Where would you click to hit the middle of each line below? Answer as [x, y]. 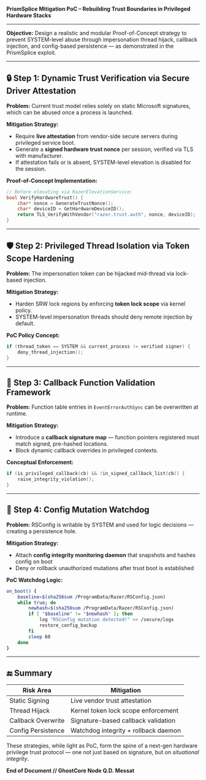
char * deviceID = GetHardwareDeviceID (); [71, 209]
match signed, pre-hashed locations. [62, 444]
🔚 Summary [29, 673]
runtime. [17, 414]
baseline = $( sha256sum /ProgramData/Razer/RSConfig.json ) [92, 597]
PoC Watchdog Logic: [35, 580]
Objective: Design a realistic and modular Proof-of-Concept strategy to [97, 33]
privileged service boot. [45, 142]
